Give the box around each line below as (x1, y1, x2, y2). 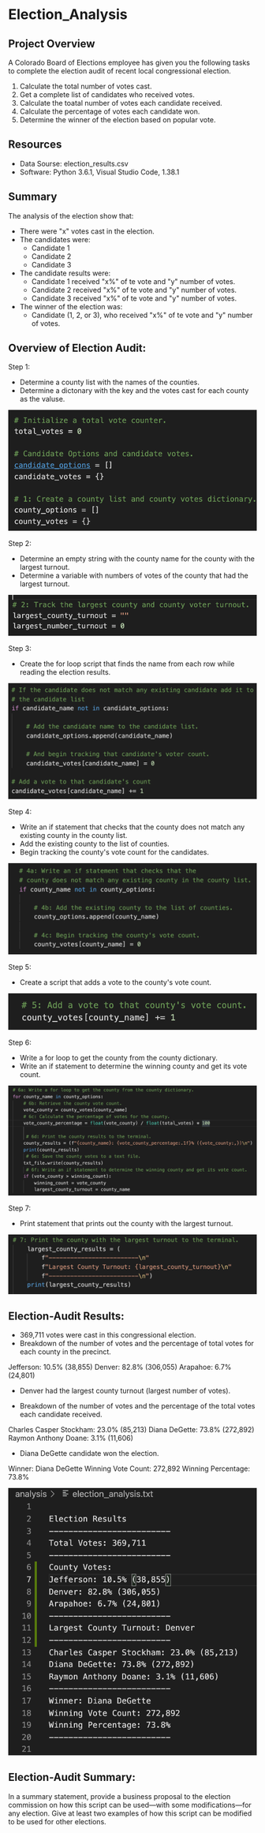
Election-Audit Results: (8, 1310, 125, 1323)
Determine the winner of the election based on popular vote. (19, 115, 216, 124)
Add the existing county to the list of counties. (19, 839, 170, 848)
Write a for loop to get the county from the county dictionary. (19, 1053, 218, 1063)
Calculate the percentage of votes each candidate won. (19, 107, 200, 116)
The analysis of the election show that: (8, 211, 134, 220)
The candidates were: (19, 234, 91, 244)
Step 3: (8, 644, 32, 653)
